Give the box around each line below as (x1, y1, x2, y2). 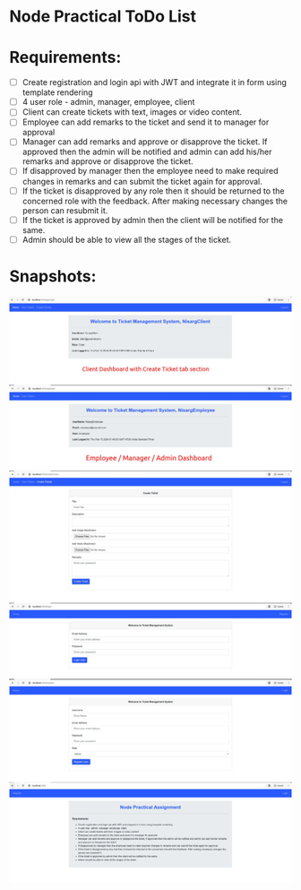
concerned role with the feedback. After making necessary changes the (21, 195, 288, 206)
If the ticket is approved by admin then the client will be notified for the (21, 214, 284, 225)
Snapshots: (9, 266, 97, 286)
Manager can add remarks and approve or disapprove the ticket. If (21, 136, 268, 147)
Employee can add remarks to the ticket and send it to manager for (21, 117, 270, 127)
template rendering (21, 87, 93, 98)
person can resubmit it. (21, 204, 108, 216)
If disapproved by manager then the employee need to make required (21, 166, 279, 177)
